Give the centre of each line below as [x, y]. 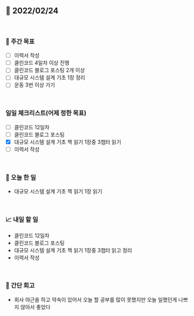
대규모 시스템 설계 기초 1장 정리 [50, 78]
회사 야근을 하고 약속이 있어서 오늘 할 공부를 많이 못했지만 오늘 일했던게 [96, 299]
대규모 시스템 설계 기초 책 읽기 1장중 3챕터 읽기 [68, 141]
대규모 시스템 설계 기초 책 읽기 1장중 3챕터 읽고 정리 [73, 250]
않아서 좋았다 [35, 307]
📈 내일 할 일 [22, 220]
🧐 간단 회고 [20, 285]
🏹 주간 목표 [20, 41]
